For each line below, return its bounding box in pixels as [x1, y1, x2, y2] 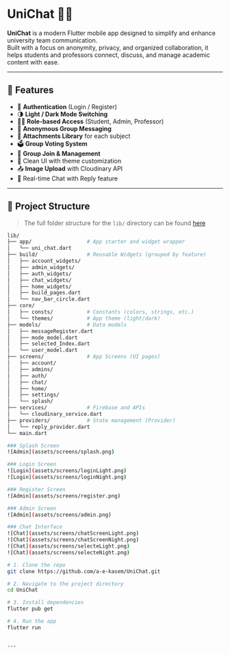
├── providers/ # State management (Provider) [7, 417, 176, 424]
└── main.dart [7, 430, 48, 436]
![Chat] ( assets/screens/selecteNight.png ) [7, 549, 130, 556]
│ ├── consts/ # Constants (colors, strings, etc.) [7, 309, 194, 316]
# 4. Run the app [7, 618, 57, 625]
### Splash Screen [7, 442, 60, 449]
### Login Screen [7, 461, 57, 468]
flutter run [7, 624, 41, 631]
